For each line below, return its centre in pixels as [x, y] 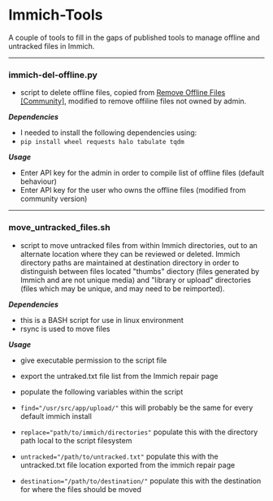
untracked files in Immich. [52, 46]
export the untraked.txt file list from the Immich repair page [119, 376]
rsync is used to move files [65, 329]
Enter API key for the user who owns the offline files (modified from [133, 190]
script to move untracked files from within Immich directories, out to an [139, 245]
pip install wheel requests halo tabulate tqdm [102, 142]
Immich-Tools [56, 15]
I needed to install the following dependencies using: [108, 133]
